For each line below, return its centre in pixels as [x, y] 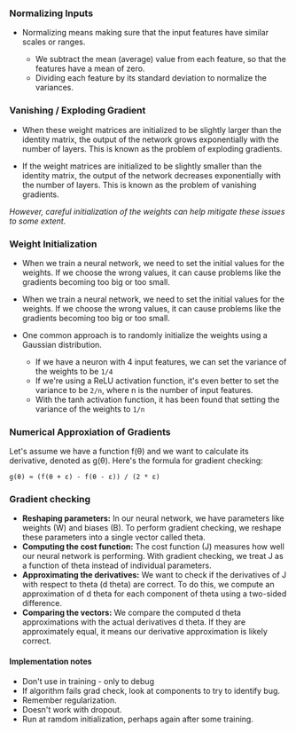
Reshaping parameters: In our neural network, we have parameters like [153, 518]
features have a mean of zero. [90, 68]
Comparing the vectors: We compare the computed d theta [132, 613]
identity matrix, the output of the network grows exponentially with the [150, 139]
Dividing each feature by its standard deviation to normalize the [151, 78]
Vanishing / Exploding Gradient [78, 111]
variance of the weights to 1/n [90, 409]
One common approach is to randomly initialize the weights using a [144, 335]
